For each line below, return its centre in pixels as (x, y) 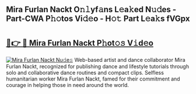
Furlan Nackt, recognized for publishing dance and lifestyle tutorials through (98, 66)
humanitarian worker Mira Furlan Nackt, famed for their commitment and (93, 79)
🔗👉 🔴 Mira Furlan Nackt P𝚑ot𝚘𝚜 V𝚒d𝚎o (80, 43)
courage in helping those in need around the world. (68, 85)
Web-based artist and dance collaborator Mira (130, 60)
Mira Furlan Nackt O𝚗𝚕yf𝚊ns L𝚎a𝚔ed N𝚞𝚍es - (91, 10)
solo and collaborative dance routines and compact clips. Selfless (85, 73)
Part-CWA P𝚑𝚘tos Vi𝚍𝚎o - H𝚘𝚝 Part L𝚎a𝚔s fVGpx (98, 19)
